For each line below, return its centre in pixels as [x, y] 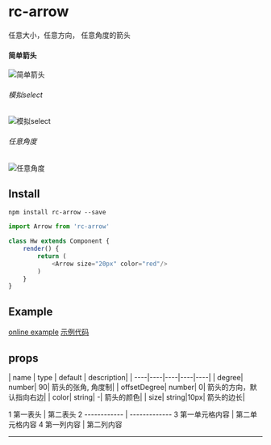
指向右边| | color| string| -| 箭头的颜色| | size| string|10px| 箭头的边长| [130, 397]
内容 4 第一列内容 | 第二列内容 [72, 424]
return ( [52, 256]
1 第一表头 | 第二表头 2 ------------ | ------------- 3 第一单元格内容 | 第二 [129, 414]
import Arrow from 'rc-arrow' [59, 227]
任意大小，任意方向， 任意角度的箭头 [69, 35]
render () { [41, 249]
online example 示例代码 [49, 332]
